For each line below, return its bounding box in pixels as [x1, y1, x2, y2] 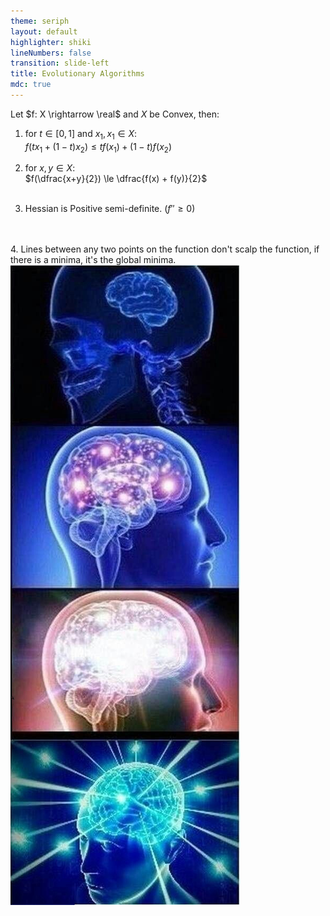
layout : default [10, 26, 78, 37]
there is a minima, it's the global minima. [10, 254, 177, 266]
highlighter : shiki [10, 37, 92, 47]
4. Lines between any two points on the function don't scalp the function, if [10, 243, 320, 255]
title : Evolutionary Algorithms [10, 69, 145, 79]
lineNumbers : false [10, 48, 92, 58]
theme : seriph [10, 16, 70, 26]
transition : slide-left [10, 58, 110, 69]
